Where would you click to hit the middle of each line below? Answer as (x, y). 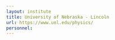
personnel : (19, 28)
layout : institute (29, 11)
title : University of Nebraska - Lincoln (58, 17)
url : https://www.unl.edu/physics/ (50, 22)
